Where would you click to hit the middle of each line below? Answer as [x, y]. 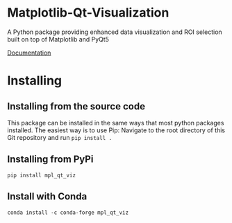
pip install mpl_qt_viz [42, 175]
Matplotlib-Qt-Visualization [88, 13]
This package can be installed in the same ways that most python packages [116, 123]
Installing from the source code [76, 106]
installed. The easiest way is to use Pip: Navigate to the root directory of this [116, 130]
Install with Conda [47, 196]
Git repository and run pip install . [60, 137]
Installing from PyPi [50, 160]
